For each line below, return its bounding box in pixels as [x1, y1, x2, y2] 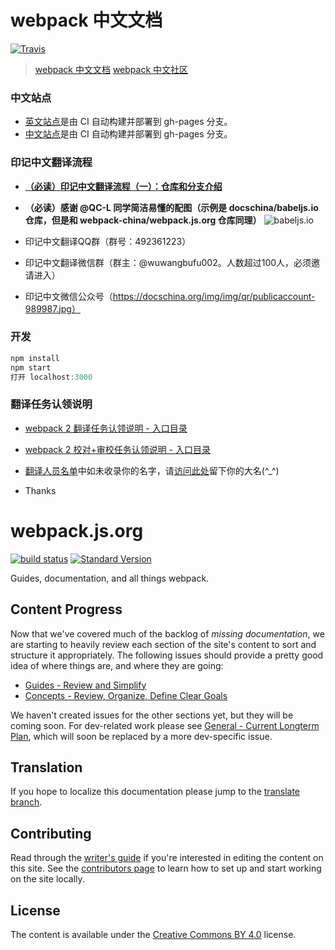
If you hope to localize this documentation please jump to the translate [10, 786, 301, 798]
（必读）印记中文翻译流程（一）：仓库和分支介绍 [24, 180, 223, 192]
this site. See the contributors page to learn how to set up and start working [10, 862, 322, 875]
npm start [10, 362, 52, 373]
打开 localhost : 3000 [10, 372, 93, 382]
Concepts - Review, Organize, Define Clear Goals [24, 689, 228, 701]
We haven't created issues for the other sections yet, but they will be [10, 709, 294, 721]
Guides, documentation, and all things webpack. [10, 572, 210, 584]
